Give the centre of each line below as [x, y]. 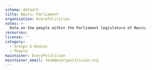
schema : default [22, 10]
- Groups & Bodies [29, 46]
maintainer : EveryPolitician [35, 55]
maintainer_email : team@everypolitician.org [52, 60]
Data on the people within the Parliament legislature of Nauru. [79, 28]
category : [15, 42]
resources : [16, 33]
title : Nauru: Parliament [32, 14]
